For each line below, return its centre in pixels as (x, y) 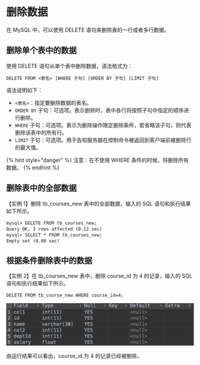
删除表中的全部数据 (41, 188)
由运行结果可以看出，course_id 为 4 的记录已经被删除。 (74, 356)
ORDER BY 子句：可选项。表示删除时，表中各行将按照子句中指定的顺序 (99, 110)
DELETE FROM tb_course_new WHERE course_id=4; (65, 295)
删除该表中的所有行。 (41, 132)
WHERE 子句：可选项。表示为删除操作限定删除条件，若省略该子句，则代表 (103, 125)
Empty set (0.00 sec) (33, 241)
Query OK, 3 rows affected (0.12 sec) (54, 229)
